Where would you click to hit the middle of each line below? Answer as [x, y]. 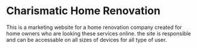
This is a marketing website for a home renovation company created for [94, 27]
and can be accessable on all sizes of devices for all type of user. [87, 40]
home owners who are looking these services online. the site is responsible [98, 33]
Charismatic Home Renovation [83, 11]
